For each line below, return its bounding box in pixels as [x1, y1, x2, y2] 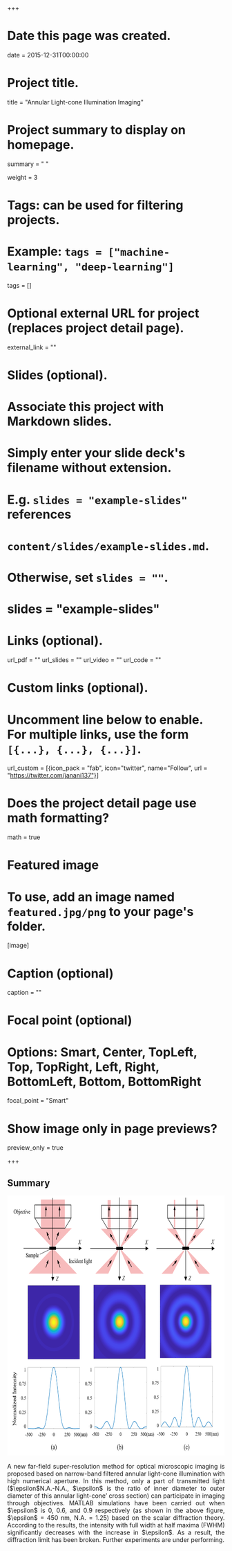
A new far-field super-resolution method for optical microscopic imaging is [7, 1462, 225, 1471]
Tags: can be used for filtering [7, 198, 184, 213]
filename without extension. [7, 460, 172, 476]
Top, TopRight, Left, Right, [7, 1059, 160, 1074]
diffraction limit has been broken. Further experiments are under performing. [7, 1536, 224, 1544]
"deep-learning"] [75, 261, 175, 274]
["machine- [108, 246, 171, 259]
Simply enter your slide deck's [7, 446, 186, 461]
